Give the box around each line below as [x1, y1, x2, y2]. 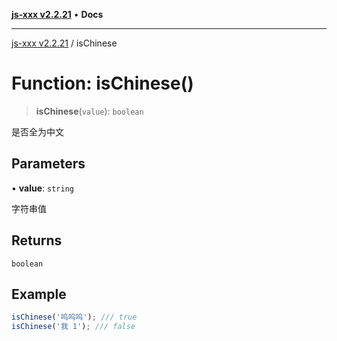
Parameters [11, 155, 86, 173]
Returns [11, 232, 63, 249]
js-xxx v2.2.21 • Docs [11, 9, 104, 20]
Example [11, 285, 67, 303]
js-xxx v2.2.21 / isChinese [11, 37, 118, 49]
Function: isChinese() [11, 72, 194, 95]
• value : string [11, 182, 74, 194]
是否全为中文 [11, 125, 64, 138]
